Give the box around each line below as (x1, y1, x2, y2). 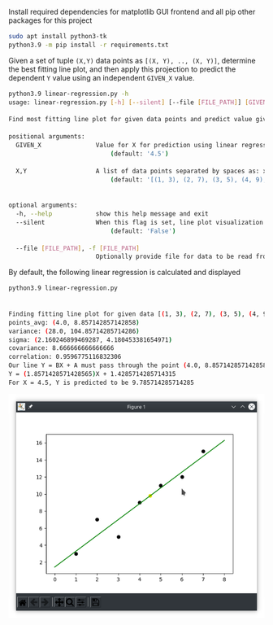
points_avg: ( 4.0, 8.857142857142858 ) (8, 318, 140, 326)
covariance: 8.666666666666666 (8, 344, 115, 352)
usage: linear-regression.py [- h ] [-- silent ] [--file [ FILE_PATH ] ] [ (8, 98, 249, 107)
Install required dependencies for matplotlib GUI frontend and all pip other (8, 7, 256, 16)
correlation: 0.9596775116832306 (8, 353, 122, 361)
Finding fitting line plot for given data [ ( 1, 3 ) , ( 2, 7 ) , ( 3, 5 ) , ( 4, (8, 309, 260, 318)
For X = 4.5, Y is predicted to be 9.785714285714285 (8, 378, 195, 387)
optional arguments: (8, 201, 79, 210)
